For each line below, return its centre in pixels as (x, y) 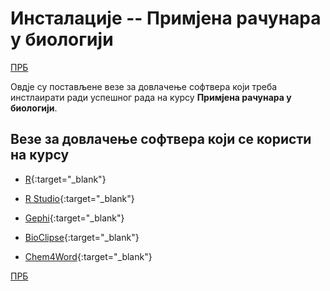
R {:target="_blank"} (65, 179)
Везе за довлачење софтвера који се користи (161, 139)
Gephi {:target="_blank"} (74, 218)
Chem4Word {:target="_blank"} (88, 256)
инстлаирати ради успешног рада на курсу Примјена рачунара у (151, 97)
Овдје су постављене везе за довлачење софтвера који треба (144, 86)
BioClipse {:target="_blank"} (82, 237)
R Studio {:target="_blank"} (79, 198)
